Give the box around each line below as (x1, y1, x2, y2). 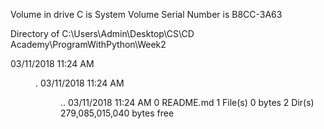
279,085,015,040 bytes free (60, 107, 175, 119)
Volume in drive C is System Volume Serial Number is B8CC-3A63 (10, 9, 283, 20)
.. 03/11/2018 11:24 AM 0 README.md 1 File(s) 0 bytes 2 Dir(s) (60, 97, 315, 108)
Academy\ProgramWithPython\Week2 (10, 39, 167, 50)
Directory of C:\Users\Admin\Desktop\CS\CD (10, 28, 195, 39)
